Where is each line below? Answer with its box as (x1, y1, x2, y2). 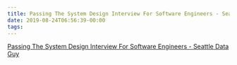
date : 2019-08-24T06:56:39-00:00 (7, 17, 106, 24)
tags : (7, 23, 23, 30)
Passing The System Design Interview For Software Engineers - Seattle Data (7, 43, 229, 51)
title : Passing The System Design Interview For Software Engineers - (7, 10, 219, 17)
